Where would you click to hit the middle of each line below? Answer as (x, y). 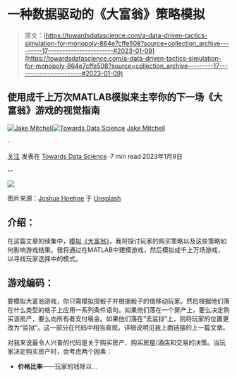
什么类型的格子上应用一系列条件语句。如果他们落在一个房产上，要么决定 (118, 310)
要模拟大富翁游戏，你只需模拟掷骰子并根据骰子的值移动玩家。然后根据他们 (115, 301)
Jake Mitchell (146, 128)
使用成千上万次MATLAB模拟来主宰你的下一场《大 (115, 97)
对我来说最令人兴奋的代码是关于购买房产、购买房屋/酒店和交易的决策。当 (114, 342)
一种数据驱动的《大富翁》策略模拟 (107, 14)
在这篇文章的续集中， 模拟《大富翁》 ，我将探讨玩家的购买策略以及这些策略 (114, 241)
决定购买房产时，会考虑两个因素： (63, 352)
